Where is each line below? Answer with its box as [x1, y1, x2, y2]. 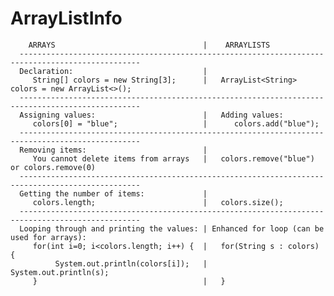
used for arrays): [10, 232, 87, 242]
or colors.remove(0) [10, 162, 97, 172]
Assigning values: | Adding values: [19, 110, 284, 120]
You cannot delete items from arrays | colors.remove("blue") [32, 153, 315, 164]
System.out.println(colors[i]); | [54, 258, 208, 269]
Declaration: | [19, 66, 208, 76]
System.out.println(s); [10, 267, 110, 277]
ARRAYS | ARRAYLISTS [28, 40, 271, 50]
